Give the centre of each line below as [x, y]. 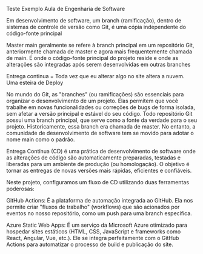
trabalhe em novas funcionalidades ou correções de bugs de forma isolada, [101, 107]
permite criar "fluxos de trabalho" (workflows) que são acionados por [93, 207]
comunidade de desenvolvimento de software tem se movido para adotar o [100, 133]
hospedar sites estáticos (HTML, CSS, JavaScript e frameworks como [94, 232]
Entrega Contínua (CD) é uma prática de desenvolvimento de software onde [101, 151]
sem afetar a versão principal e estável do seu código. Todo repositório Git [99, 114]
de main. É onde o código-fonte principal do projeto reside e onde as [92, 58]
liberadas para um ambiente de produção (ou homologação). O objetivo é [98, 164]
